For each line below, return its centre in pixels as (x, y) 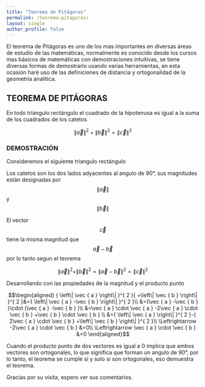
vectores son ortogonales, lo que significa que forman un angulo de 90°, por (102, 352)
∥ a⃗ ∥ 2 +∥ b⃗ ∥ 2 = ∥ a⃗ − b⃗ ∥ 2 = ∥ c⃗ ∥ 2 (103, 271)
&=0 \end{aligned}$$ (103, 334)
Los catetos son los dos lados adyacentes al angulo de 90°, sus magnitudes (102, 173)
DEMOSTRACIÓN (32, 148)
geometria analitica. (31, 79)
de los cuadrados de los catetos (47, 119)
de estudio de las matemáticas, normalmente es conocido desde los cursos (102, 53)
